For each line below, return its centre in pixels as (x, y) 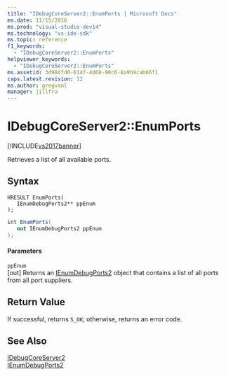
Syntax (23, 182)
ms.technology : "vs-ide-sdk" (50, 33)
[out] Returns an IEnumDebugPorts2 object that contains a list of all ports (113, 272)
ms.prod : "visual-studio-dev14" (54, 27)
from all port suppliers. (40, 280)
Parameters (25, 251)
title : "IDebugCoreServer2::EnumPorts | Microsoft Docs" (92, 14)
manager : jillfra (33, 92)
